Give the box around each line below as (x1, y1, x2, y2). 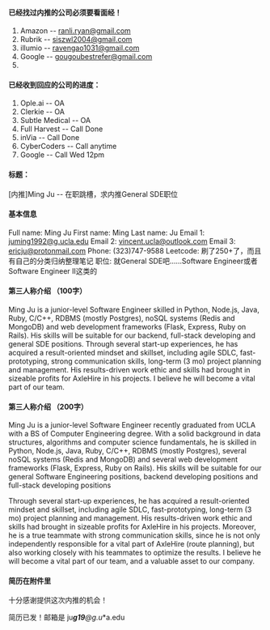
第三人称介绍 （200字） (8, 402, 89, 411)
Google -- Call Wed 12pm (19, 150, 105, 160)
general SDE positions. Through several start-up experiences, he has (8, 339, 238, 349)
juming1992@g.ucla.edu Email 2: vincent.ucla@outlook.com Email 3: (8, 236, 236, 246)
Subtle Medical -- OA (19, 116, 91, 126)
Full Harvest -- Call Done (19, 124, 103, 134)
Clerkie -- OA (19, 107, 65, 117)
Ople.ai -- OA (19, 98, 65, 109)
